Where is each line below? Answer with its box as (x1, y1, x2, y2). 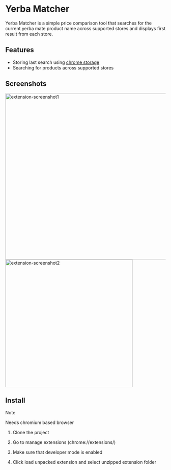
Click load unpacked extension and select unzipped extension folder (12, 459, 157, 465)
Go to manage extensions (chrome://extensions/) (12, 439, 116, 445)
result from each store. (5, 31, 53, 37)
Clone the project (12, 430, 49, 436)
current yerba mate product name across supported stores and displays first (5, 25, 166, 31)
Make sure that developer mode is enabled (12, 449, 103, 455)
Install (5, 396, 25, 405)
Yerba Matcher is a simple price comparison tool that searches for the (5, 20, 152, 26)
